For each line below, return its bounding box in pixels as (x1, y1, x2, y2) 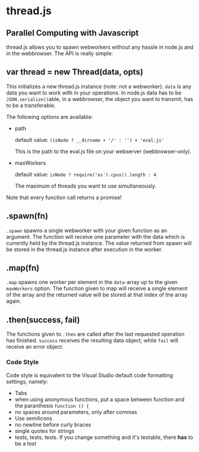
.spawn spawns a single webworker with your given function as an (6, 227, 168, 234)
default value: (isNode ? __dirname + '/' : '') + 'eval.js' (14, 136, 165, 143)
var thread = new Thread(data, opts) (6, 67, 144, 77)
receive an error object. (6, 343, 64, 350)
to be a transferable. (6, 102, 56, 109)
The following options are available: (6, 113, 93, 120)
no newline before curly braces (14, 421, 91, 428)
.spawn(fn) (6, 211, 49, 221)
